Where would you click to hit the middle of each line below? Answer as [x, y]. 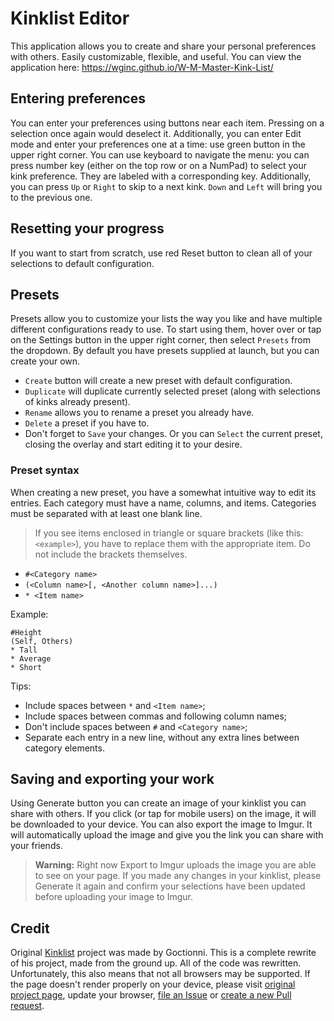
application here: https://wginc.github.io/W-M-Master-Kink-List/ [142, 67]
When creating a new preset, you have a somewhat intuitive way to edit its [163, 492]
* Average [31, 658]
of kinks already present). [77, 402]
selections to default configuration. [82, 263]
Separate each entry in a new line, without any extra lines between [162, 737]
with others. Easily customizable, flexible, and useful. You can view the [156, 56]
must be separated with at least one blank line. [106, 513]
